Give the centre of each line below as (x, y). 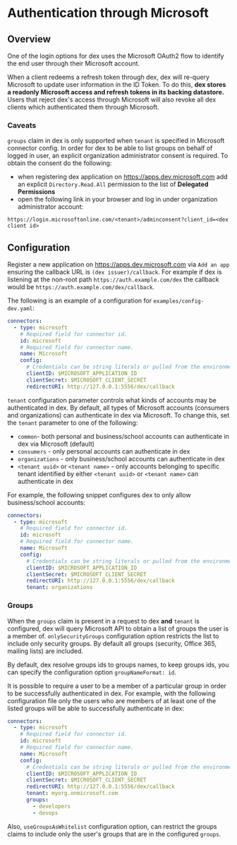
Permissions (36, 192)
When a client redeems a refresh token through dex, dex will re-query (109, 77)
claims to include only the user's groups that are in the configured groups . (114, 834)
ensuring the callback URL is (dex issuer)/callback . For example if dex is (115, 272)
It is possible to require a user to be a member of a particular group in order (117, 686)
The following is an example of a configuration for (80, 300)
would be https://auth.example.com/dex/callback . (81, 287)
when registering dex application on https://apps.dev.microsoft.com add (122, 177)
